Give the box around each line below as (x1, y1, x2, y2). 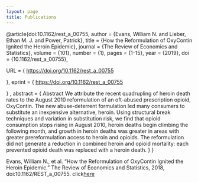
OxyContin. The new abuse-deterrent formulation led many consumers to (6, 102, 185, 109)
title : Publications (6, 14, 57, 20)
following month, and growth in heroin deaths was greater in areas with (6, 128, 180, 135)
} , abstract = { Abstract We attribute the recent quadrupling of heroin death (6, 90, 190, 97)
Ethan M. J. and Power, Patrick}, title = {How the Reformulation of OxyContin (6, 37, 193, 44)
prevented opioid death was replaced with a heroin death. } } (6, 146, 154, 153)
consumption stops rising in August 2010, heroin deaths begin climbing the (6, 121, 189, 128)
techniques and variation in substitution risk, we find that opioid (6, 115, 161, 122)
